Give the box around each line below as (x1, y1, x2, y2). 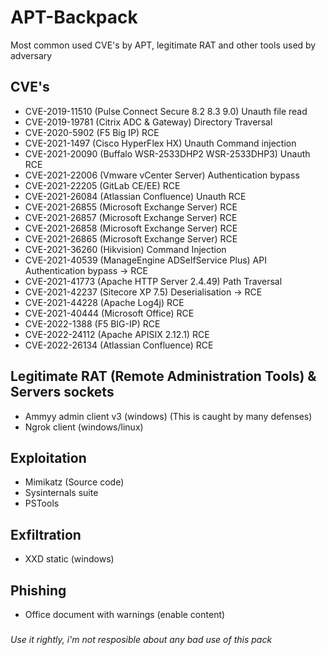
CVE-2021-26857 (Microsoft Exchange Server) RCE (24, 211, 238, 223)
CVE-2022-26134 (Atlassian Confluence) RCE (24, 339, 214, 351)
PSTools (24, 497, 60, 510)
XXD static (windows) (24, 553, 115, 565)
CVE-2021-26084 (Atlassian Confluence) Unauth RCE (24, 190, 247, 202)
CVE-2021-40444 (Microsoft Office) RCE (24, 307, 195, 319)
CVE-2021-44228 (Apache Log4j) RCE (24, 296, 185, 308)
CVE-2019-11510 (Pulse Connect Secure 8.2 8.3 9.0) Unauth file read (24, 105, 308, 117)
